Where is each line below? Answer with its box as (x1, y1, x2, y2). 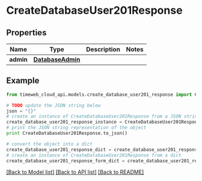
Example (6, 76, 40, 86)
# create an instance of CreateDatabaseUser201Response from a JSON (6, 113, 182, 120)
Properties (6, 28, 47, 38)
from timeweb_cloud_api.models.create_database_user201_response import (6, 91, 192, 98)
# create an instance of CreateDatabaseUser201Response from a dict (6, 152, 182, 158)
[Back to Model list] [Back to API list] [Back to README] (6, 168, 144, 176)
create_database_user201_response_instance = (6, 119, 122, 125)
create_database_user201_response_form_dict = (6, 158, 125, 164)
